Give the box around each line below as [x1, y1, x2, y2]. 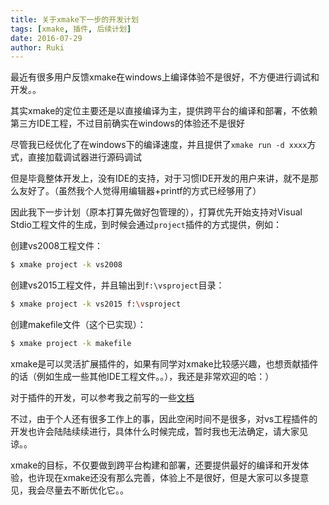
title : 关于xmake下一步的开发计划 [10, 14, 139, 25]
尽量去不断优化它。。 [44, 484, 129, 496]
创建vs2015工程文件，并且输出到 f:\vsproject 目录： [10, 279, 225, 291]
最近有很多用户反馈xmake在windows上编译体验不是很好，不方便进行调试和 [10, 71, 320, 83]
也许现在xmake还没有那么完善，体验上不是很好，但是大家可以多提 [27, 471, 301, 483]
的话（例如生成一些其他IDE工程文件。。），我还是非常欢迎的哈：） [10, 370, 275, 382]
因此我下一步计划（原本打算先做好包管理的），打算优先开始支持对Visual [10, 206, 303, 218]
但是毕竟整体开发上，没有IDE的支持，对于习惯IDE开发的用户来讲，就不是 [10, 172, 310, 185]
